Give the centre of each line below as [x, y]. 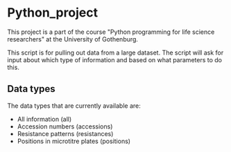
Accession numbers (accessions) [65, 126]
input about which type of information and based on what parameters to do [114, 59]
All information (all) [44, 119]
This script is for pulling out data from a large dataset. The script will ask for [115, 53]
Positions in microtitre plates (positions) [74, 141]
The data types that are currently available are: [74, 106]
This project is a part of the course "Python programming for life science [111, 32]
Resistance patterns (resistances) [65, 133]
